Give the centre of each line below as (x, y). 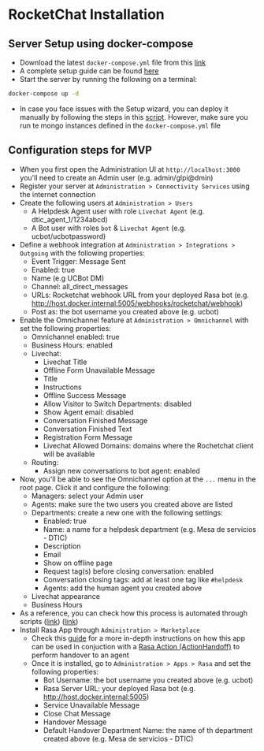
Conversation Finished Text (87, 429)
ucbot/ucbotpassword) (69, 236)
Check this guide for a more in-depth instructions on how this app (138, 638)
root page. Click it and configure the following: (95, 487)
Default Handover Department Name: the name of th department (148, 730)
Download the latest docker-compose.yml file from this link (113, 62)
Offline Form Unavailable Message (99, 370)
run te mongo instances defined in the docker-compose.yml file (120, 125)
